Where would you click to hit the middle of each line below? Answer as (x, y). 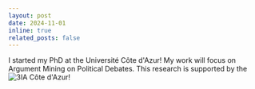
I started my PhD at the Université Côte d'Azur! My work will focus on (122, 60)
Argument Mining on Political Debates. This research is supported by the (128, 69)
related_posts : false (44, 38)
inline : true (30, 30)
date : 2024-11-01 (37, 23)
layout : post (30, 15)
